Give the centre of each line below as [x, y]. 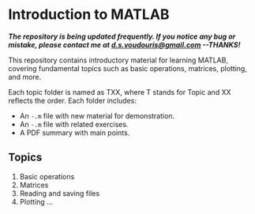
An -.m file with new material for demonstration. [97, 115]
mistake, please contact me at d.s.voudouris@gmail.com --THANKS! [124, 44]
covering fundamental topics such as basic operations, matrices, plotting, [127, 68]
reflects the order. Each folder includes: [72, 100]
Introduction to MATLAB [89, 15]
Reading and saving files [60, 193]
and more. [25, 77]
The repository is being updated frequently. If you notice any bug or [122, 36]
